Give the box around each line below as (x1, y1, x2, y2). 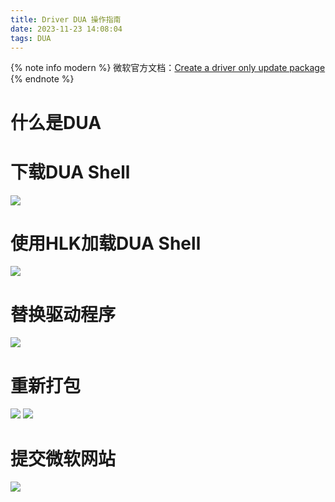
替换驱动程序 (10, 303, 117, 326)
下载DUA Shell (10, 161, 131, 183)
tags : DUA (10, 33, 52, 43)
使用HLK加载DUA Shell (10, 232, 202, 255)
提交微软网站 (10, 447, 117, 470)
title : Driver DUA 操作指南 (10, 14, 122, 25)
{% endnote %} (10, 73, 75, 85)
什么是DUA (10, 111, 102, 134)
